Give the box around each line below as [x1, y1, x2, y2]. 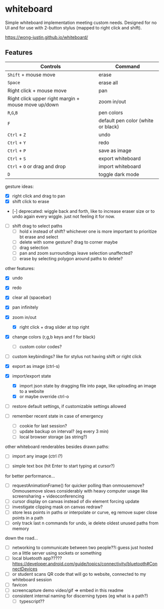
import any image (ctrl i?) [12, 453, 63, 459]
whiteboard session [12, 577, 52, 583]
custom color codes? [19, 343, 62, 349]
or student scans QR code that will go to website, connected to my [12, 571, 146, 577]
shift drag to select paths [12, 223, 62, 228]
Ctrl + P [7, 147, 26, 154]
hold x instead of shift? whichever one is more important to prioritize [19, 228, 157, 234]
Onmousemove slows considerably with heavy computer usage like [12, 488, 148, 494]
